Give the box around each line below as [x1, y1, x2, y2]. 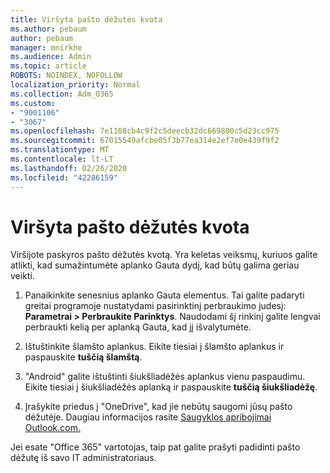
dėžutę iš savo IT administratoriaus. [10, 452, 157, 464]
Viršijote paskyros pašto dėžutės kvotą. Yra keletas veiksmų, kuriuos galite [10, 249, 318, 261]
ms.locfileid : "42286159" [10, 172, 118, 183]
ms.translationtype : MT [10, 145, 110, 155]
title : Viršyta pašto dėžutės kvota [10, 14, 163, 25]
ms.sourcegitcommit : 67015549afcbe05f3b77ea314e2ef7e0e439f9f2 [10, 136, 280, 146]
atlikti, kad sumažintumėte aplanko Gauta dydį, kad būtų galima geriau [10, 259, 300, 271]
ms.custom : [10, 98, 56, 108]
